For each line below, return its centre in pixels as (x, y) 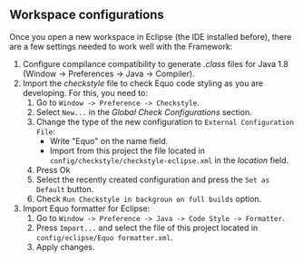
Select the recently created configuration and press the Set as (153, 179)
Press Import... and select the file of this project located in (147, 227)
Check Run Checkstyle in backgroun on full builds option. (149, 198)
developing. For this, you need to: (85, 92)
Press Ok (53, 169)
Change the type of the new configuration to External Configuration (165, 121)
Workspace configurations (87, 15)
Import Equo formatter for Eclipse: (86, 208)
